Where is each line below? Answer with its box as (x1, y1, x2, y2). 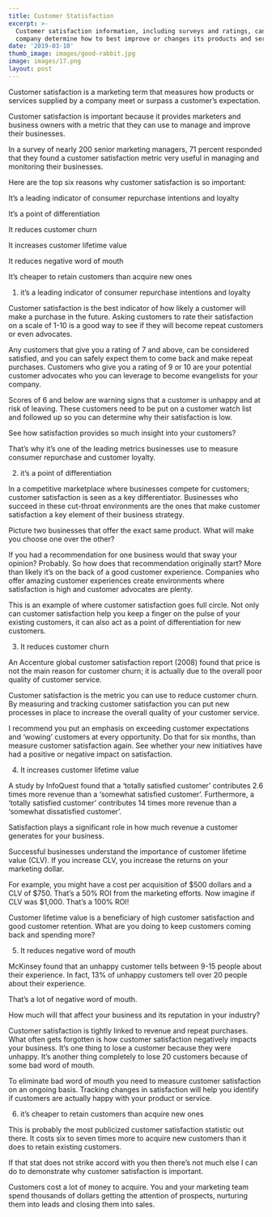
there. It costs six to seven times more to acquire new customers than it (8, 1133, 247, 1143)
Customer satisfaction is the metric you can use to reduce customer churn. (8, 690, 259, 700)
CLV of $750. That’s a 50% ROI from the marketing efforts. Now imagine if (8, 888, 255, 898)
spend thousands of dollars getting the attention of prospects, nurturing (8, 1190, 249, 1200)
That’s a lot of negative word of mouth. (8, 994, 138, 1003)
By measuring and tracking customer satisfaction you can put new (8, 699, 230, 709)
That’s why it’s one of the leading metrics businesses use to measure (8, 443, 239, 453)
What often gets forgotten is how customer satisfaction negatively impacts (8, 1034, 257, 1044)
